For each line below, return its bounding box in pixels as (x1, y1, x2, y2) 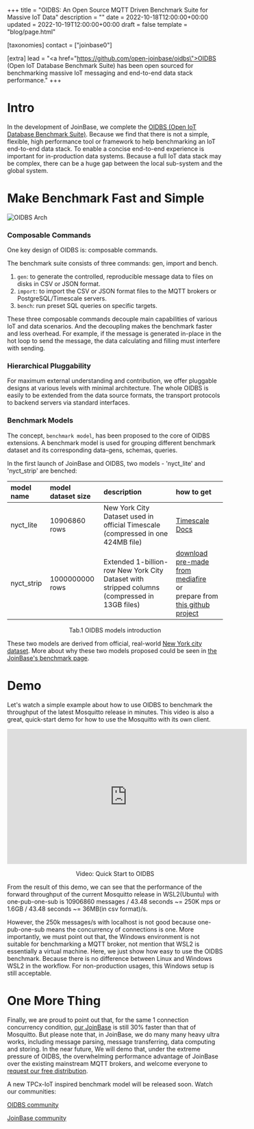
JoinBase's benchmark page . (7, 654, 90, 662)
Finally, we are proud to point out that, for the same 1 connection (7, 1015, 189, 1024)
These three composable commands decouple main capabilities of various (7, 315, 218, 323)
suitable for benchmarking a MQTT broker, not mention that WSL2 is (7, 940, 200, 948)
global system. (7, 166, 49, 174)
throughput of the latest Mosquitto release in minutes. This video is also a (7, 708, 214, 716)
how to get (175, 487, 212, 497)
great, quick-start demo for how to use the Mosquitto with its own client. (7, 715, 211, 723)
